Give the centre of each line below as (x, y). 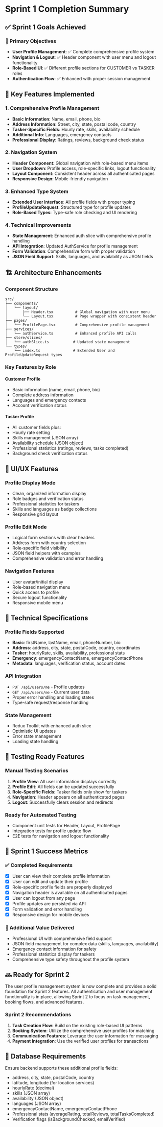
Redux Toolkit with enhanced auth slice (52, 726)
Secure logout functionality (39, 597)
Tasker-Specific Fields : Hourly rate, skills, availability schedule (76, 129)
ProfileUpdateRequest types (34, 355)
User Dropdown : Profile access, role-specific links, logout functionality (84, 168)
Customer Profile (23, 379)
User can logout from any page (44, 898)
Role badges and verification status (48, 499)
